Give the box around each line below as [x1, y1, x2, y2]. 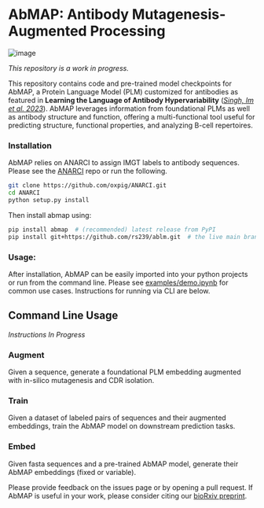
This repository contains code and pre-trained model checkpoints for [8, 79, 232, 88]
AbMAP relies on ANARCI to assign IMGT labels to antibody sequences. [8, 158, 240, 167]
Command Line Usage [8, 309, 119, 322]
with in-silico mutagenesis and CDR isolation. [8, 376, 155, 385]
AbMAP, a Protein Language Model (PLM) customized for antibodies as [8, 87, 238, 96]
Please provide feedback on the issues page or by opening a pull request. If [8, 482, 254, 492]
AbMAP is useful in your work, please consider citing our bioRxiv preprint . [8, 491, 247, 500]
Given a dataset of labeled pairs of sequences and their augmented [8, 413, 226, 422]
